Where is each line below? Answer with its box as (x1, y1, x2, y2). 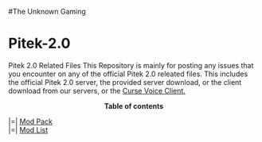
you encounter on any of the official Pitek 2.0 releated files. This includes (8, 69, 248, 79)
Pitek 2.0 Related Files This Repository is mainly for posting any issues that (8, 60, 254, 70)
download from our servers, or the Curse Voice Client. (8, 86, 186, 95)
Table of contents (104, 101, 164, 110)
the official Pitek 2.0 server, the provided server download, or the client (8, 77, 242, 86)
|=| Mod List (8, 125, 49, 134)
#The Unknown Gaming (8, 7, 86, 16)
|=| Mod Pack (8, 117, 53, 126)
